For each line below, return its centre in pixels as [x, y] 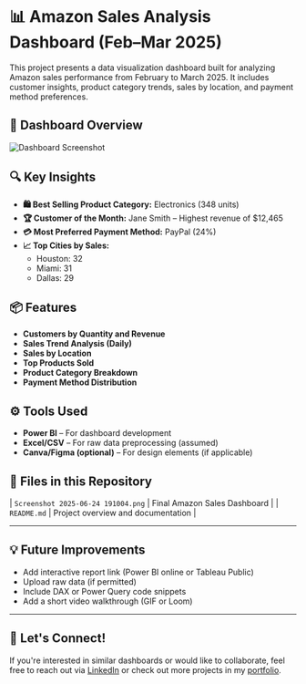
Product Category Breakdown [80, 373]
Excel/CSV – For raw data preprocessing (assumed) [120, 443]
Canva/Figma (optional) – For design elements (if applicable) [138, 452]
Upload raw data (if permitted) [79, 581]
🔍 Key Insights [53, 177]
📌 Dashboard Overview [76, 125]
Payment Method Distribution [80, 382]
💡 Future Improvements [77, 550]
